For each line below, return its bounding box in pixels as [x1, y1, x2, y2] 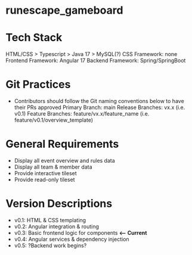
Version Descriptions [5, 197, 113, 210]
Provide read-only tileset [14, 176, 75, 183]
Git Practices [5, 78, 71, 91]
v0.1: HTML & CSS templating [14, 216, 86, 223]
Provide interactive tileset [14, 170, 77, 176]
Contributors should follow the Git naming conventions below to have [14, 98, 184, 105]
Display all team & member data [14, 163, 93, 170]
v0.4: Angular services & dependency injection [14, 235, 129, 242]
